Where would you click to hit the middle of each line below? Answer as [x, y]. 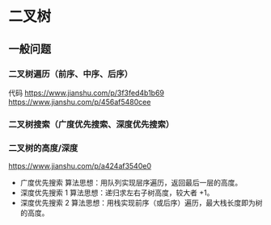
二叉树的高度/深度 [43, 148]
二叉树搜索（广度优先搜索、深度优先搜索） [91, 124]
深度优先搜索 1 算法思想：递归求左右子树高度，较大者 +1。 [117, 193]
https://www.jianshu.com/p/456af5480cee [80, 102]
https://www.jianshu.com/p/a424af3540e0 [80, 166]
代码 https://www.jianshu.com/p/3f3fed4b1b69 [86, 93]
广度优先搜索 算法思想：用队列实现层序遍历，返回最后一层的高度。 [131, 183]
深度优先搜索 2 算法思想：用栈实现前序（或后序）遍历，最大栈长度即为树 [141, 203]
